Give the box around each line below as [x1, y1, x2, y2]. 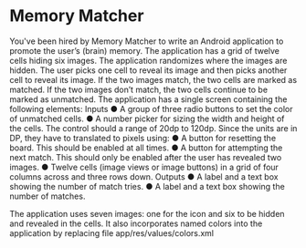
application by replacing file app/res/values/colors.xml [9, 227, 215, 238]
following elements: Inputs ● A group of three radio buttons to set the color [9, 103, 293, 114]
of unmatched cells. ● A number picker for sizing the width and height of [9, 113, 285, 124]
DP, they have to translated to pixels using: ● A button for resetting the [9, 132, 277, 143]
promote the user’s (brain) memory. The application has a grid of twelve [9, 45, 280, 56]
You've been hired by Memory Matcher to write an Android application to [9, 36, 284, 46]
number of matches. [9, 191, 86, 201]
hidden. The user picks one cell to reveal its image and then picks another [9, 65, 288, 76]
